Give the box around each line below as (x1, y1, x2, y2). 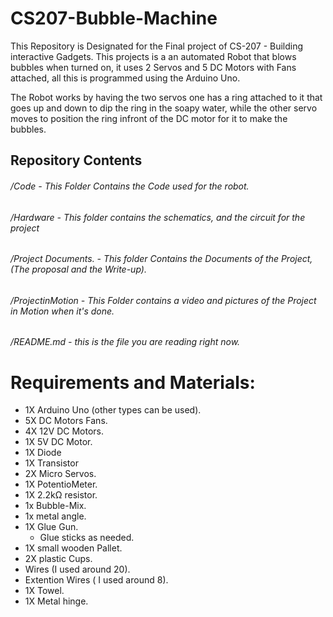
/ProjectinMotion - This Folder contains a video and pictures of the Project (10, 294, 317, 306)
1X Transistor (24, 457, 79, 469)
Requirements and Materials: (10, 371, 256, 394)
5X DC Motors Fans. (24, 415, 108, 427)
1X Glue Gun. (24, 521, 79, 533)
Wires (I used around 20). (24, 563, 131, 576)
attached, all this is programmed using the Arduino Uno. (10, 72, 241, 84)
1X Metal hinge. (24, 595, 89, 607)
